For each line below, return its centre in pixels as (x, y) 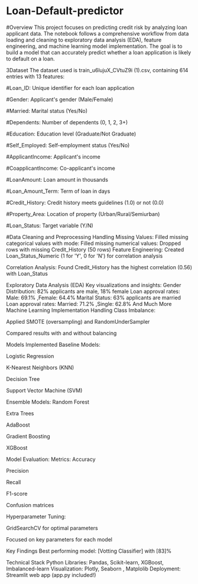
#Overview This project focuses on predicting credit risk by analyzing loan (97, 27)
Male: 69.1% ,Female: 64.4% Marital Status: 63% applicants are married (94, 298)
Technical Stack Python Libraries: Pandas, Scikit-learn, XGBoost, (85, 562)
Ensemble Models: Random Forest (48, 402)
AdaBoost (18, 425)
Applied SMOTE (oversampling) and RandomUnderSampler (78, 321)
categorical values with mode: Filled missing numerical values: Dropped (94, 243)
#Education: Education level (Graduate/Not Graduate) (71, 134)
